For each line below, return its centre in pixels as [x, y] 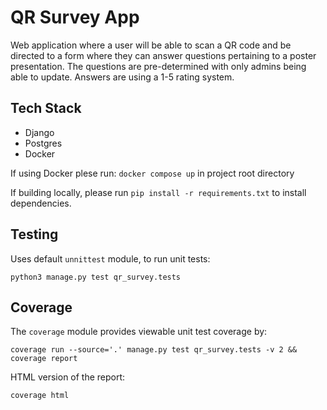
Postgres [43, 143]
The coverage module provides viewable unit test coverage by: [139, 332]
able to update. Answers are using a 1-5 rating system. [122, 77]
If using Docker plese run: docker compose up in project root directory [152, 173]
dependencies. [41, 203]
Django [39, 132]
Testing [34, 234]
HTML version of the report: [68, 377]
